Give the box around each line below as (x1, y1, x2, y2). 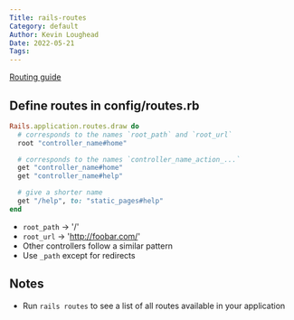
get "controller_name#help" (17, 172, 124, 181)
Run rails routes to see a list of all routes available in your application (22, 300, 286, 311)
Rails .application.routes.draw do (9, 121, 140, 131)
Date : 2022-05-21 (9, 38, 75, 48)
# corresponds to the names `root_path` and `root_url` (17, 130, 232, 139)
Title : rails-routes (9, 13, 88, 23)
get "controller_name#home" (17, 164, 124, 173)
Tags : (9, 47, 30, 56)
